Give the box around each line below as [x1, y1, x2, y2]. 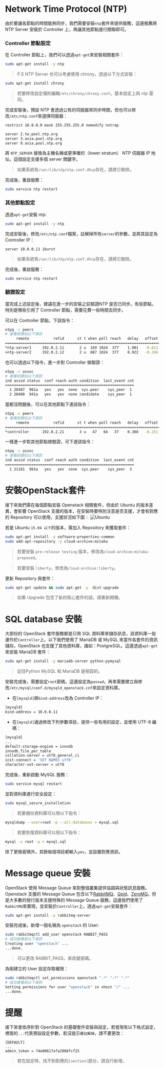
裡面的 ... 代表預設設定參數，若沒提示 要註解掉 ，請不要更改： [5, 1030, 125, 1036]
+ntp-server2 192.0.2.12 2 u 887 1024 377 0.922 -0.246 [5, 350, 159, 355]
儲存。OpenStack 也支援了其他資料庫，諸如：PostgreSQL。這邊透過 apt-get [5, 643, 158, 649]
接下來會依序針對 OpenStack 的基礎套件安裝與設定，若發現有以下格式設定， [5, 1024, 158, 1030]
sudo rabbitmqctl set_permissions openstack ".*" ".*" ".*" [5, 975, 130, 980]
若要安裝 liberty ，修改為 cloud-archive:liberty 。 [17, 565, 119, 571]
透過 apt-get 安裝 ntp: [5, 212, 47, 217]
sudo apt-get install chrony [5, 81, 64, 86]
